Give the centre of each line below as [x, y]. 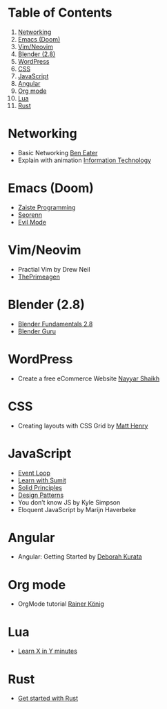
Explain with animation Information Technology [84, 160]
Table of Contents [60, 13]
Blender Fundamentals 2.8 [55, 324]
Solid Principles [40, 487]
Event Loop [34, 473]
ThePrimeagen [39, 277]
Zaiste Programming [47, 207]
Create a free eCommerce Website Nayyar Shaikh [89, 378]
